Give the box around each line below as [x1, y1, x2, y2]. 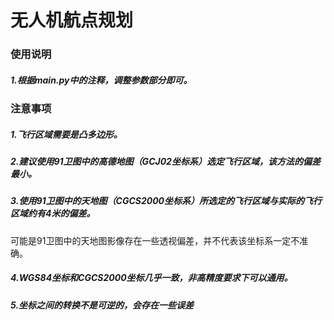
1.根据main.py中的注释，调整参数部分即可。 [10, 74, 193, 86]
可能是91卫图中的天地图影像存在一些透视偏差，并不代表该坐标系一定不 [10, 234, 300, 246]
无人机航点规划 [10, 9, 134, 32]
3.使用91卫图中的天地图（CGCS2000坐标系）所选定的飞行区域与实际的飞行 [10, 195, 323, 207]
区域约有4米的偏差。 [10, 207, 96, 220]
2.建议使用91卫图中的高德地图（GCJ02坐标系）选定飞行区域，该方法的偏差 [10, 156, 321, 168]
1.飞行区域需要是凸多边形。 [10, 128, 123, 140]
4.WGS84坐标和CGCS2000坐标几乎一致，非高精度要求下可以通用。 [10, 272, 293, 284]
